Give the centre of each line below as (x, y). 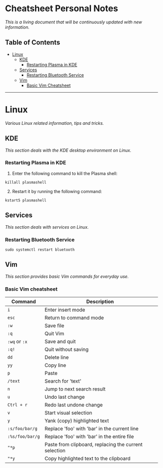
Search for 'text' (63, 381)
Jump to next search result (75, 389)
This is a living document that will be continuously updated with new (73, 22)
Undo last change (65, 397)
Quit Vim (54, 333)
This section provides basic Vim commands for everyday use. (67, 276)
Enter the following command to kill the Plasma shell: (65, 173)
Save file (54, 326)
